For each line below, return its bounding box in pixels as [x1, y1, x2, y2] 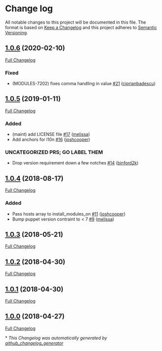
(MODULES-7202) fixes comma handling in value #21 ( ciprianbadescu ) [12, 81, 156, 87]
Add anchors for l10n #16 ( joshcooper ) [12, 136, 90, 143]
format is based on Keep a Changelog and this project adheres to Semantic [5, 24, 157, 30]
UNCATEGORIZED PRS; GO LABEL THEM [5, 149, 103, 156]
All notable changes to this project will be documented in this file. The [5, 19, 146, 25]
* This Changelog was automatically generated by [5, 335, 108, 341]
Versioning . [5, 30, 28, 35]
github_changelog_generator [5, 340, 64, 346]
